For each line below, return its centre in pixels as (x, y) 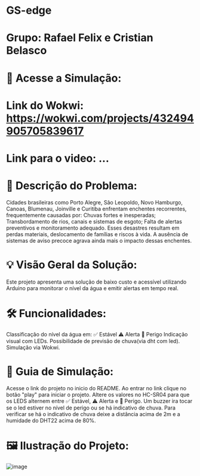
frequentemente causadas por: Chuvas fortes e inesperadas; (81, 215)
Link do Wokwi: (45, 105)
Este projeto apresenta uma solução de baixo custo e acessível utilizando (96, 282)
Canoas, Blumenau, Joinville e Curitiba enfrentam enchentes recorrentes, (96, 209)
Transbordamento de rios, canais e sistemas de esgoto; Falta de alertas (94, 221)
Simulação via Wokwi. (33, 347)
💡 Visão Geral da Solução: (72, 265)
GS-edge (29, 10)
